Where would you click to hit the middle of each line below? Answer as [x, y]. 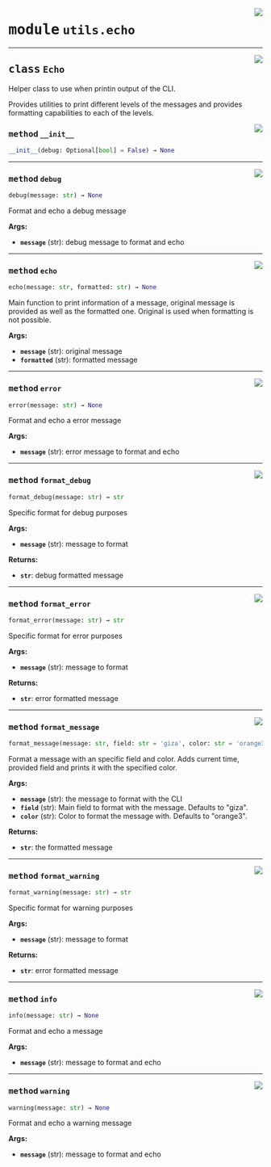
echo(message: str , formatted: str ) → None [83, 288]
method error [35, 389]
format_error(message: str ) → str [67, 620]
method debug [35, 179]
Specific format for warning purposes [71, 908]
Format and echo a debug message [67, 211]
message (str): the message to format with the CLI [101, 799]
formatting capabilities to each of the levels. [81, 112]
